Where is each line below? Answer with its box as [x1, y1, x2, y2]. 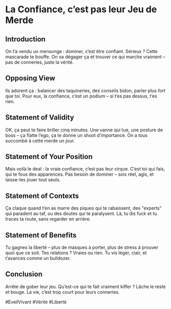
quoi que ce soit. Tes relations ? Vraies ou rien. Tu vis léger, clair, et [5, 250, 147, 256]
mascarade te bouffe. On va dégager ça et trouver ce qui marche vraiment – [5, 54, 165, 60]
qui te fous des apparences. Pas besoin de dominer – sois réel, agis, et [5, 171, 154, 177]
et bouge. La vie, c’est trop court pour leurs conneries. [5, 289, 120, 295]
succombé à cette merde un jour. [5, 137, 75, 144]
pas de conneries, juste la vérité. [5, 59, 74, 65]
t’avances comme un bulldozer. [5, 255, 71, 262]
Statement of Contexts [5, 192, 79, 200]
